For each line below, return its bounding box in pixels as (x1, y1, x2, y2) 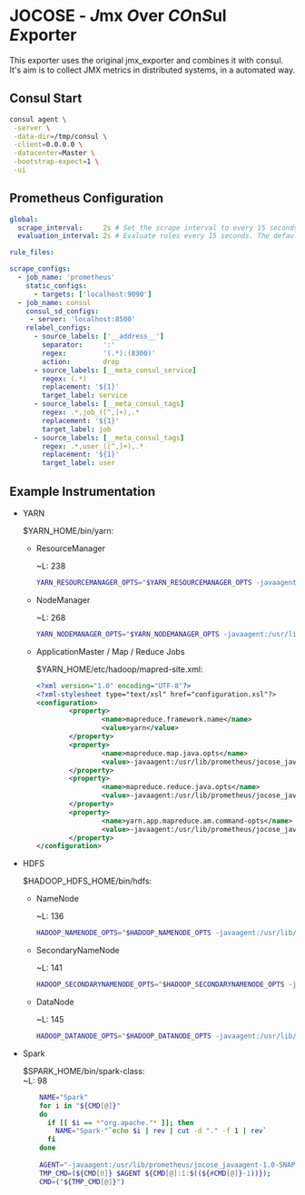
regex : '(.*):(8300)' (42, 349, 156, 358)
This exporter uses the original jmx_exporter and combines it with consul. (9, 54, 284, 65)
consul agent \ (9, 114, 67, 123)
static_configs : (25, 281, 88, 291)
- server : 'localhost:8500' (29, 315, 136, 324)
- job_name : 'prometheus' (17, 273, 116, 282)
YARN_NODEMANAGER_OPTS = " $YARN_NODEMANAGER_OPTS (35, 629, 220, 638)
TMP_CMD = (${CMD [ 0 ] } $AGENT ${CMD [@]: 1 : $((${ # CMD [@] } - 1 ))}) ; (39, 1169, 271, 1178)
